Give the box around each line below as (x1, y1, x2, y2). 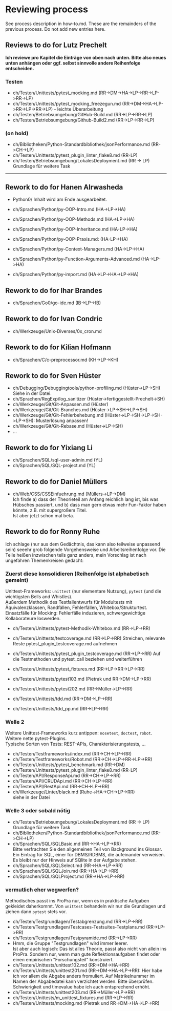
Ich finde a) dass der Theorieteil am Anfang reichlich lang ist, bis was (12, 496, 159, 502)
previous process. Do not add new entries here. (5, 26, 106, 32)
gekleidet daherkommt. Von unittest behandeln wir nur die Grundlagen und (5, 903, 166, 910)
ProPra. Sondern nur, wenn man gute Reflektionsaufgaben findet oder (12, 951, 160, 957)
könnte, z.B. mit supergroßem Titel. (12, 507, 87, 513)
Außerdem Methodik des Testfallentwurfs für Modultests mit (5, 599, 133, 605)
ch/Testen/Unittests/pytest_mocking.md (12, 90, 98, 96)
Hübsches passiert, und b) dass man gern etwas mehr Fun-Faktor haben (12, 502, 166, 508)
